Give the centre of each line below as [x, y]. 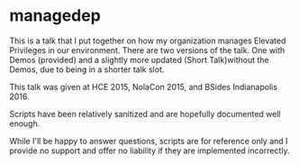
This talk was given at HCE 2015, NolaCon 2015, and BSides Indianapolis [143, 87]
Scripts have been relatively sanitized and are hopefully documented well [145, 114]
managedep [55, 16]
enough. [25, 124]
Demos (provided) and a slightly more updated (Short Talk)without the [139, 60]
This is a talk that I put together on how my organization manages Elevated [148, 41]
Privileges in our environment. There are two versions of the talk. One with [147, 50]
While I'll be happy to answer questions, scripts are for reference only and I [149, 141]
